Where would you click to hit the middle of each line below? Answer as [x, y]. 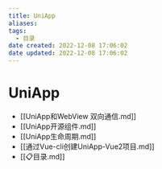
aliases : [23, 23]
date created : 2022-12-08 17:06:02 [68, 46]
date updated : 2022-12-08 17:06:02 [68, 53]
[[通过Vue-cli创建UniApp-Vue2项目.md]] [87, 146]
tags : [17, 31]
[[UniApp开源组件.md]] [58, 126]
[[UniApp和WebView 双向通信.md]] [78, 116]
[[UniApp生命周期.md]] [58, 136]
